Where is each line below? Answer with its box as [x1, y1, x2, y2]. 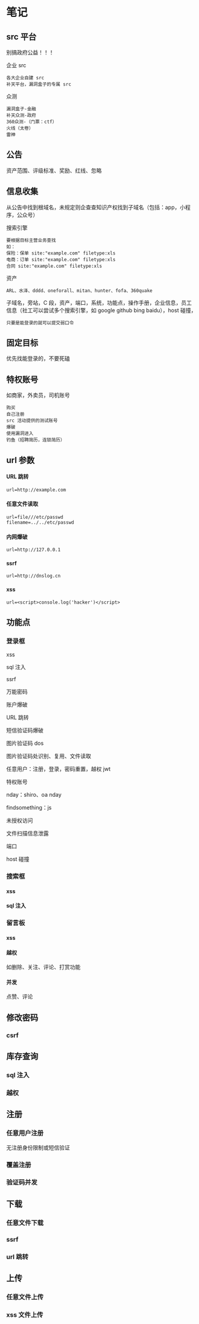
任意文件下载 [6, 1219, 44, 1227]
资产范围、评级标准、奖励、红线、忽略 [6, 167, 102, 174]
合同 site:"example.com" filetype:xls [6, 263, 102, 269]
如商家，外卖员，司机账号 [6, 391, 70, 399]
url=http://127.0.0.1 [6, 547, 61, 553]
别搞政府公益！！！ [6, 49, 54, 56]
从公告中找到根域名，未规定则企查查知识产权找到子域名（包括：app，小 [6, 204, 186, 211]
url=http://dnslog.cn [6, 573, 61, 579]
